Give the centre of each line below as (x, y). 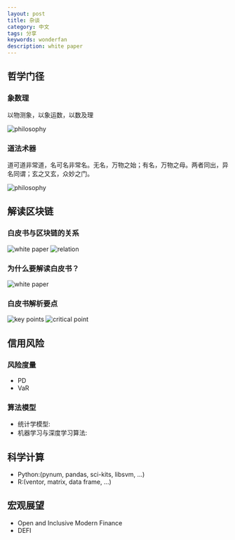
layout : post (26, 14)
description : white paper (45, 46)
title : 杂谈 (23, 20)
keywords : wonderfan (38, 40)
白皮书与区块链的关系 (43, 234)
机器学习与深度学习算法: (52, 433)
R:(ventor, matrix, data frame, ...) (65, 482)
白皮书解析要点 (33, 304)
